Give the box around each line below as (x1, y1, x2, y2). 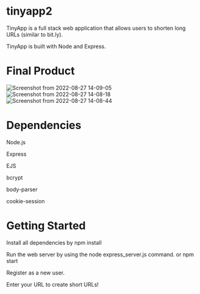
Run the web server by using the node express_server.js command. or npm (6, 251, 195, 258)
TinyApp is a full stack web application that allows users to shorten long (6, 24, 186, 32)
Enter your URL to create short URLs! (6, 281, 99, 288)
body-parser (6, 186, 38, 193)
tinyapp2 (6, 4, 53, 18)
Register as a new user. (6, 269, 65, 276)
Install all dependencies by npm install (6, 239, 102, 246)
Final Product (6, 64, 75, 78)
